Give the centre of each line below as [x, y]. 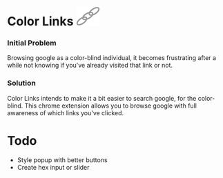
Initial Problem [32, 43]
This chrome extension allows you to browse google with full [110, 106]
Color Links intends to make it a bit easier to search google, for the [102, 98]
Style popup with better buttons [62, 160]
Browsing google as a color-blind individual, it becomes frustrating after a [111, 58]
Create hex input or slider [53, 167]
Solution [22, 83]
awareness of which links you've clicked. [66, 112]
